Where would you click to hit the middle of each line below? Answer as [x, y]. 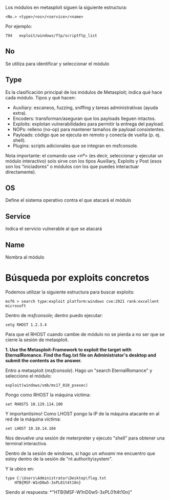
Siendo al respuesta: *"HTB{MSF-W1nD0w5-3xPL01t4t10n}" [69, 492]
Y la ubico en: [20, 469]
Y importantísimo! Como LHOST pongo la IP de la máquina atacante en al [82, 414]
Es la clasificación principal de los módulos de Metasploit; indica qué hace [84, 92]
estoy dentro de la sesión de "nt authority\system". [59, 459]
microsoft [16, 306]
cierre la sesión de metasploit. [37, 340]
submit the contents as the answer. [44, 360]
